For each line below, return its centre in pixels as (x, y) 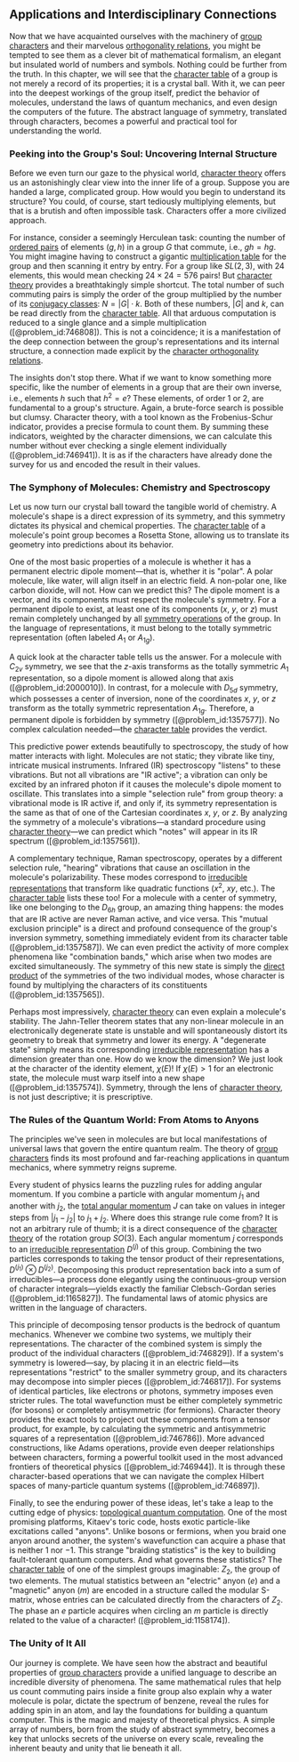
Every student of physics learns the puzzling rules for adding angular (136, 1184)
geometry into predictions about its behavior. (92, 545)
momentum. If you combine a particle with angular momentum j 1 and (135, 1195)
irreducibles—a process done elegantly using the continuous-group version (148, 1279)
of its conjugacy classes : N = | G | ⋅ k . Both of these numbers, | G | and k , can (147, 304)
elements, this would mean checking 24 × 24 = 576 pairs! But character (141, 276)
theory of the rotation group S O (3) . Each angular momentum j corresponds (146, 1238)
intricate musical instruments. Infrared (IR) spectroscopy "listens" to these (145, 765)
